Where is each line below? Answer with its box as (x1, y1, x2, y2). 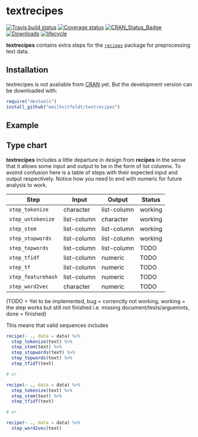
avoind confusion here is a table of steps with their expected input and (6, 169, 178, 176)
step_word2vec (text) (11, 425, 62, 432)
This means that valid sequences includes (6, 322, 109, 329)
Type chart (6, 140, 47, 150)
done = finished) (6, 310, 47, 317)
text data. (6, 47, 30, 54)
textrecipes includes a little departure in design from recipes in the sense (6, 156, 186, 163)
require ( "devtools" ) (6, 98, 57, 104)
